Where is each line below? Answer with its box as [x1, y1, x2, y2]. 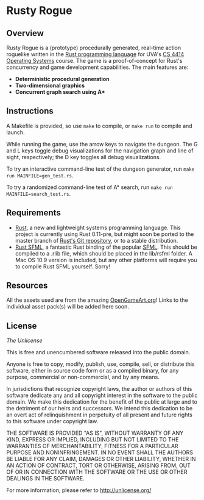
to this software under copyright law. [6, 418, 99, 425]
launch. [6, 129, 26, 136]
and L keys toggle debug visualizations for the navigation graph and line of [6, 147, 194, 154]
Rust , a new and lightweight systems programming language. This [15, 224, 181, 231]
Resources [6, 280, 48, 291]
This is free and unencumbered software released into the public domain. [6, 349, 191, 356]
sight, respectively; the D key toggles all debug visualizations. [6, 153, 161, 160]
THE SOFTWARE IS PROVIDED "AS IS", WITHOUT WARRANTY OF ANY [6, 429, 184, 437]
